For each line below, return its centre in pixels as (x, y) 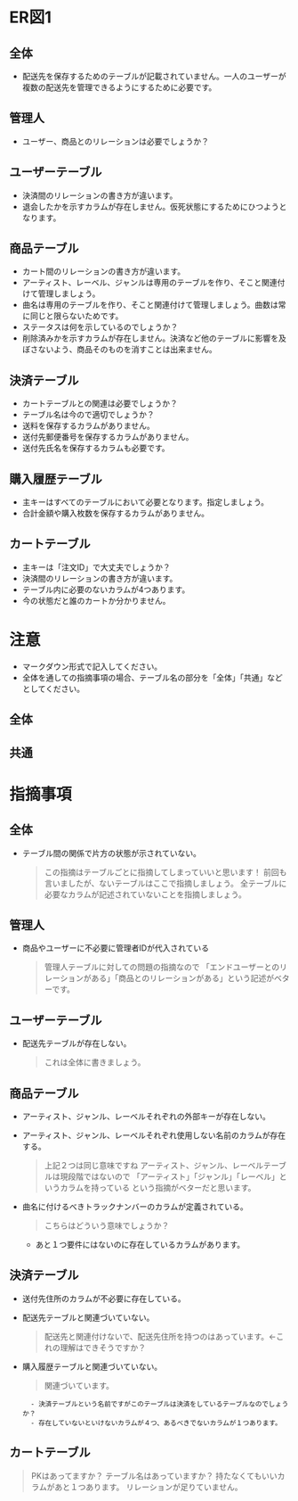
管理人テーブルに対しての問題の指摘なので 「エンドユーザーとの (162, 967)
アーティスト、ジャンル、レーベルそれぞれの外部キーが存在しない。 (146, 1117)
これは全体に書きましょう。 (95, 1062)
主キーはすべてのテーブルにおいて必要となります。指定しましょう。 (145, 502)
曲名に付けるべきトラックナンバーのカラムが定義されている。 (135, 1207)
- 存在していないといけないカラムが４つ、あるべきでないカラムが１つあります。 (156, 1423)
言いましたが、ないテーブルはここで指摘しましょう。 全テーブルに (165, 883)
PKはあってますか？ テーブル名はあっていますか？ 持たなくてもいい (154, 1475)
